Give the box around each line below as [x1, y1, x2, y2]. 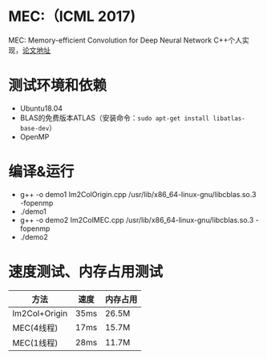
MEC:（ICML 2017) [8, 7, 136, 26]
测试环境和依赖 [8, 77, 107, 95]
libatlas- [212, 114, 246, 123]
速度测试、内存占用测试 [8, 263, 164, 280]
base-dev [19, 124, 50, 132]
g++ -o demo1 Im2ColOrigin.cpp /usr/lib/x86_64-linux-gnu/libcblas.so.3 [19, 189, 257, 199]
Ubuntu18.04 [19, 103, 63, 113]
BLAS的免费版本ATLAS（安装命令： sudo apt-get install [19, 113, 210, 123]
